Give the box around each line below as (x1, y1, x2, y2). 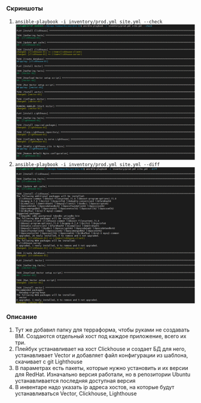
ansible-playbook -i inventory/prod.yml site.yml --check (14, 19, 163, 25)
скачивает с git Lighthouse (14, 358, 83, 365)
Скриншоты (6, 4, 44, 13)
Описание (6, 312, 38, 321)
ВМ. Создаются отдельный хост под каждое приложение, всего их (14, 333, 187, 340)
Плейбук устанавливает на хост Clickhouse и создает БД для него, (14, 345, 187, 353)
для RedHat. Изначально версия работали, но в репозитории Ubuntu (14, 371, 191, 378)
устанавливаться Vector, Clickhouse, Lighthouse (14, 390, 137, 397)
